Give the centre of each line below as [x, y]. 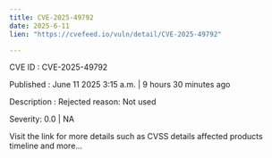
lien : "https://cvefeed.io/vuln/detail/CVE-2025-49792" [115, 34]
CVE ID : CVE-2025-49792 [59, 67]
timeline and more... [46, 146]
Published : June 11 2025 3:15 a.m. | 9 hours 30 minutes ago [120, 85]
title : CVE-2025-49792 [51, 17]
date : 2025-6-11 [39, 26]
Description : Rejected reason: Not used [83, 102]
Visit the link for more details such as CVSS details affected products [136, 137]
